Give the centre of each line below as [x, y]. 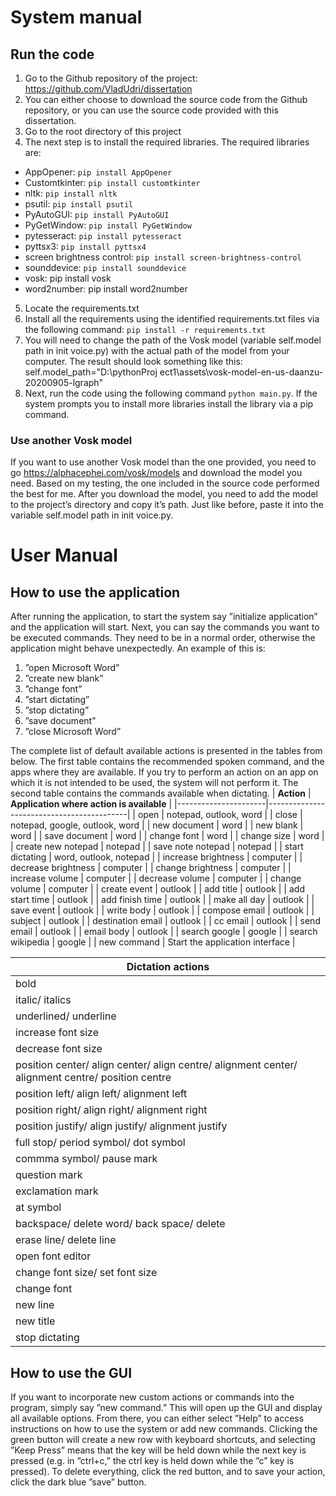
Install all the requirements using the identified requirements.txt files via [172, 319]
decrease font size [59, 1049]
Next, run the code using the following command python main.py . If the [171, 393]
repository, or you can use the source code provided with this [151, 110]
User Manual [64, 555]
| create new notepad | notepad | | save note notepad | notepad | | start [157, 847]
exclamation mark [57, 1191]
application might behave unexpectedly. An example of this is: [138, 648]
